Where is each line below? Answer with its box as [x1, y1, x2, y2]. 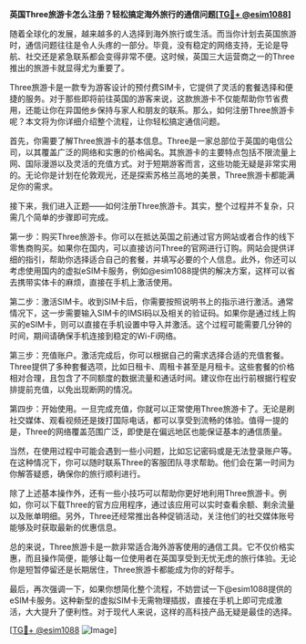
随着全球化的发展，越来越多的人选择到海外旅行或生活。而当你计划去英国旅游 [9, 28, 297, 39]
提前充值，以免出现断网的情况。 [16, 384, 138, 395]
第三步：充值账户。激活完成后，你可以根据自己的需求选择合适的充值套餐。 [9, 350, 289, 360]
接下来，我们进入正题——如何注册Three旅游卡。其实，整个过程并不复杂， [9, 201, 287, 211]
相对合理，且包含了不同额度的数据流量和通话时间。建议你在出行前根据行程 [9, 373, 289, 383]
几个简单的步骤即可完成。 [16, 212, 114, 223]
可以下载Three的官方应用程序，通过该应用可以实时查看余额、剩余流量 [33, 499, 295, 510]
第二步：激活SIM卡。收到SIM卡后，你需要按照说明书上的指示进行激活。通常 [9, 296, 294, 306]
